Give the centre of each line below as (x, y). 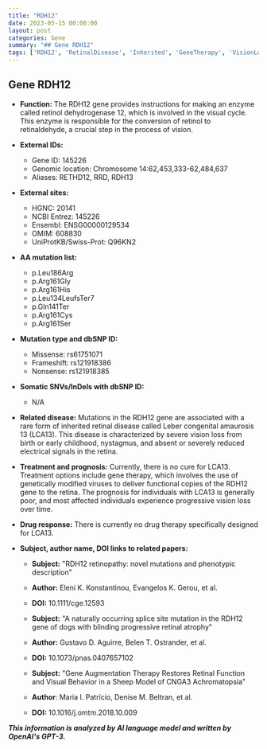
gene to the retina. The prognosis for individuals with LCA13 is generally (137, 492)
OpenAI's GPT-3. (37, 736)
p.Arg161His (51, 289)
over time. (36, 509)
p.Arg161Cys (52, 314)
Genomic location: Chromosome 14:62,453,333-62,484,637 (130, 169)
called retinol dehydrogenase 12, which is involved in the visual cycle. (133, 112)
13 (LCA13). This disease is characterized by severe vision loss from (131, 434)
